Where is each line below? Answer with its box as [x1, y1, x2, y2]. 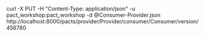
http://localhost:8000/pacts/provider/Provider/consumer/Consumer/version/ [6, 18, 199, 25]
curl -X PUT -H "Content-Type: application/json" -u [6, 5, 136, 12]
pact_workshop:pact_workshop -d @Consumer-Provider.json [6, 11, 161, 19]
